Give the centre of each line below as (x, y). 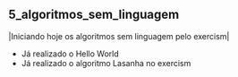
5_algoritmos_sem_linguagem (94, 15)
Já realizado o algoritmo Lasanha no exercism (106, 63)
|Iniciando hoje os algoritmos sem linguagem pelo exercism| (119, 36)
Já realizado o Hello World (70, 54)
